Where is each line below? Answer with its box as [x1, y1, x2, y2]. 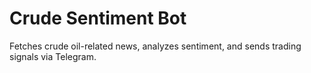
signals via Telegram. [9, 50, 97, 62]
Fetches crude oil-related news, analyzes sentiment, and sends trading [9, 40, 302, 52]
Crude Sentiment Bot [9, 7, 187, 30]
